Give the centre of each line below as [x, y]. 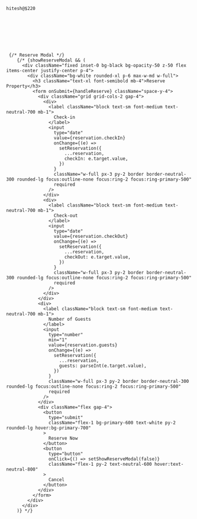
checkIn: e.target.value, [96, 159]
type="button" [66, 454]
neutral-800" [22, 469]
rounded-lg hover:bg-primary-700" [49, 428]
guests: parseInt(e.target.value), [103, 366]
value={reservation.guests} [83, 345]
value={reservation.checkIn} [90, 138]
